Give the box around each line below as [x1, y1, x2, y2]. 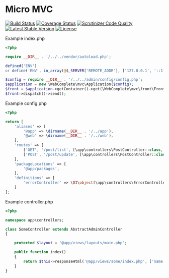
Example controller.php [5, 198, 53, 205]
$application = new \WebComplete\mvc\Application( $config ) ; [5, 82, 134, 87]
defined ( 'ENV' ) [5, 63, 37, 69]
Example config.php [5, 100, 47, 106]
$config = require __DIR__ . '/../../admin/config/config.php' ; [5, 77, 143, 82]
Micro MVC [5, 4, 53, 15]
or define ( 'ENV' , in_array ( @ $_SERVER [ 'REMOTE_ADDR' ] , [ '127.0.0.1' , [5, 68, 152, 73]
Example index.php [5, 35, 45, 41]
